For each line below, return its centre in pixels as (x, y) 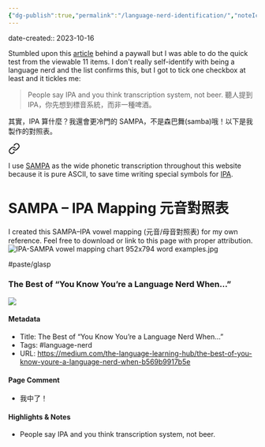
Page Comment (34, 380)
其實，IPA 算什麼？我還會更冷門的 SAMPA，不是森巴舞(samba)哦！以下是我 (131, 121)
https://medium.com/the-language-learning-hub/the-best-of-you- (145, 354)
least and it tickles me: (45, 78)
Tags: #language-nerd (56, 345)
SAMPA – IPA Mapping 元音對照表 (119, 208)
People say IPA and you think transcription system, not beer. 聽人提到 (140, 95)
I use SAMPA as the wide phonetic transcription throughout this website (125, 166)
